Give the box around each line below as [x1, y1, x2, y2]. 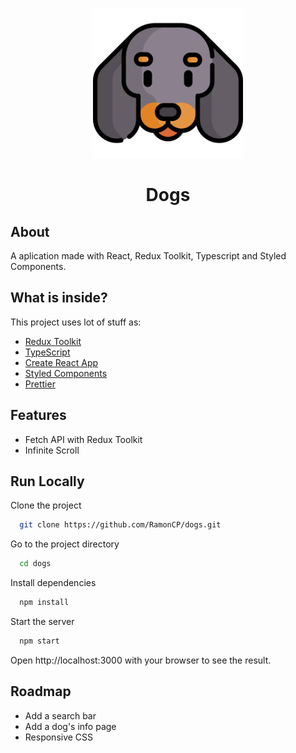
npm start [19, 636, 60, 647]
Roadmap [10, 683, 72, 700]
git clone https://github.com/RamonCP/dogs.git [19, 520, 222, 530]
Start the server [10, 616, 75, 628]
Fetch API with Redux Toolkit [24, 433, 143, 445]
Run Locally [10, 473, 85, 490]
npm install [19, 598, 70, 608]
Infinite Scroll [24, 444, 80, 456]
